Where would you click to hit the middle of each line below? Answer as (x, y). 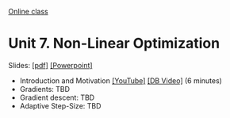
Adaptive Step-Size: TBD (60, 105)
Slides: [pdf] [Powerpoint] (50, 65)
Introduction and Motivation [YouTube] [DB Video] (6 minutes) (121, 80)
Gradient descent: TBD (57, 97)
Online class (29, 11)
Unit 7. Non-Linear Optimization (114, 44)
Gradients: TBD (44, 89)
